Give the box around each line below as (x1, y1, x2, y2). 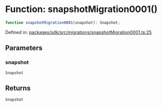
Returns (5, 84, 31, 92)
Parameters (5, 44, 43, 52)
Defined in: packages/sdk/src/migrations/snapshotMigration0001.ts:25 (5, 29, 152, 35)
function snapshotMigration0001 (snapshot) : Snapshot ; (5, 20, 121, 25)
